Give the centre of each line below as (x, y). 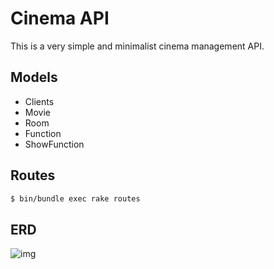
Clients (39, 101)
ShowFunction (54, 144)
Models (34, 77)
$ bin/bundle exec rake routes (75, 198)
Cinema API (60, 18)
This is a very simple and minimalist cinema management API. (137, 46)
